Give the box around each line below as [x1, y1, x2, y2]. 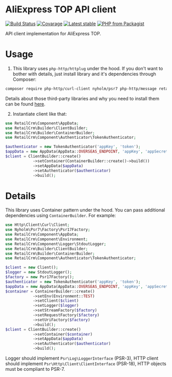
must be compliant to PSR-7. [5, 366, 65, 372]
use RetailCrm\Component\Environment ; [5, 237, 88, 242]
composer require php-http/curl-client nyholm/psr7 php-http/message [5, 86, 157, 91]
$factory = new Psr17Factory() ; [5, 275, 74, 280]
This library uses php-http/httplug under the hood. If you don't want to [12, 65, 163, 71]
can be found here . [5, 101, 46, 107]
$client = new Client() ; [5, 265, 58, 270]
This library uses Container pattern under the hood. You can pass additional [5, 207, 165, 213]
